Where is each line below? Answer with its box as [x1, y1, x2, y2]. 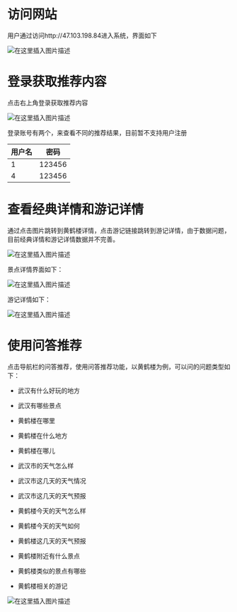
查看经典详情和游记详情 [7, 202, 144, 218]
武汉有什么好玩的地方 [17, 386, 80, 395]
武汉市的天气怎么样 [17, 461, 74, 470]
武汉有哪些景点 [17, 401, 62, 410]
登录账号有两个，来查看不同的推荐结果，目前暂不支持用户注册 [7, 128, 187, 137]
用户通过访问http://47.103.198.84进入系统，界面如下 [7, 31, 158, 40]
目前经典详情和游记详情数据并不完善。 [7, 235, 119, 243]
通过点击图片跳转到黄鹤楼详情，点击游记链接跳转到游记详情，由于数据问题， [7, 226, 231, 234]
